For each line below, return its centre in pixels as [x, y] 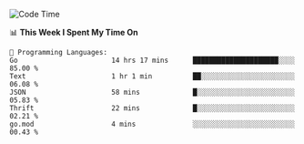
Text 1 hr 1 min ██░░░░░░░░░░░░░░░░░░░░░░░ [152, 77]
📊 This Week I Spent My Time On [74, 32]
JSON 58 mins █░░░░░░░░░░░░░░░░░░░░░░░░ [152, 92]
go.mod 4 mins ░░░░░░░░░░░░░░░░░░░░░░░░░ [152, 124]
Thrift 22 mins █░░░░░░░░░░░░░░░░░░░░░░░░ [152, 108]
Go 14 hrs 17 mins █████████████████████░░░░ [152, 60]
